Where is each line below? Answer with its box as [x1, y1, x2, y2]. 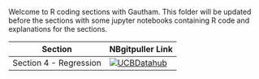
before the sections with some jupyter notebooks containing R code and [8, 15, 250, 25]
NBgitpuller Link [109, 44, 173, 55]
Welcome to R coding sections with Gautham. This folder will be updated [8, 7, 252, 16]
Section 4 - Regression [12, 57, 101, 68]
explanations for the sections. [8, 24, 108, 33]
